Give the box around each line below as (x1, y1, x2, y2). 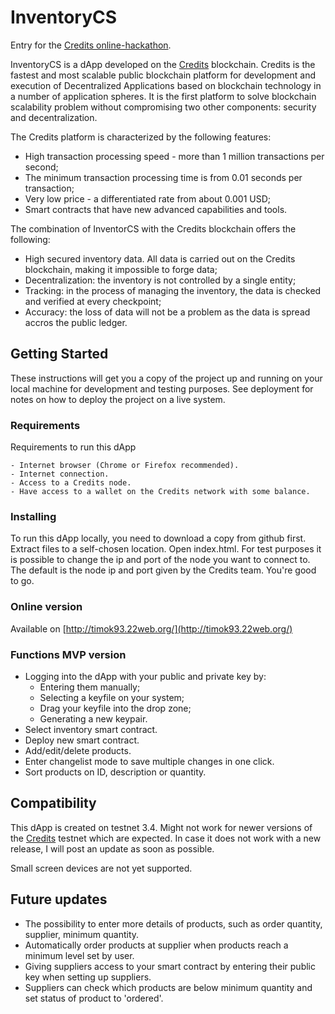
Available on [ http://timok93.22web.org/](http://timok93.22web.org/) (10, 622, 293, 635)
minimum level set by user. (24, 949, 135, 961)
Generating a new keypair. (39, 712, 148, 725)
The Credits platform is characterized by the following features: (10, 131, 272, 143)
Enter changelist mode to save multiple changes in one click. (24, 755, 275, 767)
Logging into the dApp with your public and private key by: (24, 670, 267, 682)
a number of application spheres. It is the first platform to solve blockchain (10, 90, 317, 102)
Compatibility (10, 795, 97, 812)
